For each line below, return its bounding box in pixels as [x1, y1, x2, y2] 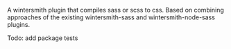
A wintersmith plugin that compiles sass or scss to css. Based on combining [7, 6, 224, 14]
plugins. [7, 21, 30, 28]
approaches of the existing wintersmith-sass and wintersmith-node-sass [7, 13, 215, 21]
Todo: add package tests [7, 34, 78, 42]
